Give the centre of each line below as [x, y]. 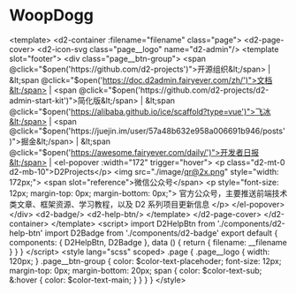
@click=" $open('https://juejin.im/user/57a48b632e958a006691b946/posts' [147, 131]
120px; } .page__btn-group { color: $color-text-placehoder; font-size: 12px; [145, 260]
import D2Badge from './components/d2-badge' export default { [161, 233]
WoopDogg [52, 15]
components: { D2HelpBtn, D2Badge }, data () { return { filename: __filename [148, 242]
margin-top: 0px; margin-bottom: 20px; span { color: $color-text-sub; [136, 270]
